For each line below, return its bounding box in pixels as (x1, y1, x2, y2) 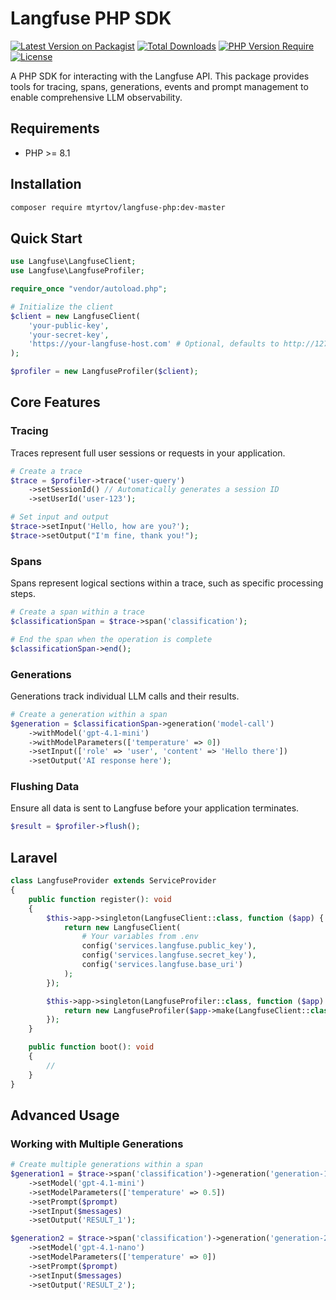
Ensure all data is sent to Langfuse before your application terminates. (10, 802, 300, 814)
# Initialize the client (10, 302, 114, 312)
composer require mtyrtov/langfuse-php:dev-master (10, 202, 226, 212)
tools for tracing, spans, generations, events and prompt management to (10, 80, 309, 92)
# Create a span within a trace (10, 607, 145, 617)
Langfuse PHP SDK (10, 7, 172, 30)
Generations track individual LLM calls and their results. (10, 690, 240, 702)
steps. (10, 588, 36, 600)
